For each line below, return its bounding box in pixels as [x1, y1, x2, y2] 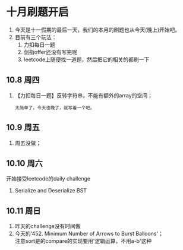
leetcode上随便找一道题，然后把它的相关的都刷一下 [23, 56, 150, 63]
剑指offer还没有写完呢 [23, 48, 77, 55]
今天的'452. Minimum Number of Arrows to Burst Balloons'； [14, 230, 163, 238]
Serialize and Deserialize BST [14, 187, 87, 194]
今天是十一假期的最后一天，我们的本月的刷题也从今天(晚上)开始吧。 [14, 26, 181, 33]
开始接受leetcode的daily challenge [6, 175, 91, 182]
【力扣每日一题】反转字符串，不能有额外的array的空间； [14, 91, 153, 99]
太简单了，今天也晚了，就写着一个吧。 [14, 105, 95, 110]
